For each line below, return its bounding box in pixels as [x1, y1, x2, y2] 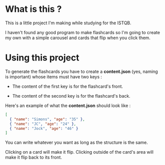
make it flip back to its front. [5, 155, 62, 161]
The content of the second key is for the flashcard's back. [12, 93, 131, 99]
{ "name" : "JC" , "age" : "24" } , [9, 121, 77, 126]
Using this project [5, 52, 80, 63]
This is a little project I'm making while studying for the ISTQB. [5, 20, 132, 26]
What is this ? [5, 3, 62, 15]
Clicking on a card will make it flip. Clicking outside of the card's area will [5, 149, 154, 155]
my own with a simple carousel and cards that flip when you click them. [5, 35, 151, 41]
